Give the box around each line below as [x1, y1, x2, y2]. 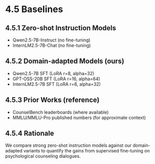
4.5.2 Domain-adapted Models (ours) [5, 57, 124, 66]
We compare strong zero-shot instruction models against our [5, 142, 132, 148]
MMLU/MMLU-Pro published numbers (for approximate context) [12, 115, 146, 121]
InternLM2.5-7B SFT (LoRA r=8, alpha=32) [12, 81, 101, 87]
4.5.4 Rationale [5, 129, 54, 138]
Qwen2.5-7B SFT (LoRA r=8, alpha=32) [12, 70, 95, 76]
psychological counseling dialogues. [5, 153, 81, 159]
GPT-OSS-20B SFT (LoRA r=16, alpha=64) [12, 76, 101, 82]
